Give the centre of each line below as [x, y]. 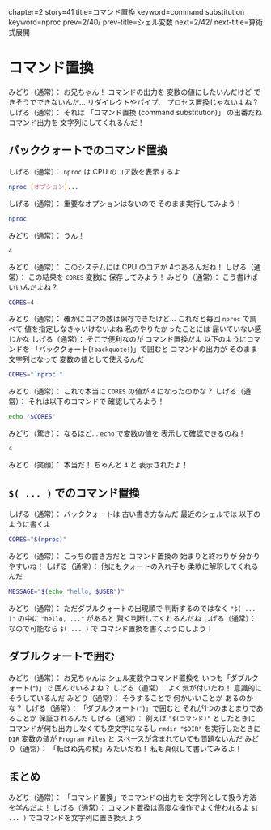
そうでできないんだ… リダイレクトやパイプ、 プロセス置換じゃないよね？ [137, 102]
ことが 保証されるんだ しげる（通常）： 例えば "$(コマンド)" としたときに [135, 718]
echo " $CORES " [32, 417]
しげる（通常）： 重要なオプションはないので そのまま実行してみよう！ [125, 203]
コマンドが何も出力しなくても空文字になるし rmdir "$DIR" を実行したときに [135, 728]
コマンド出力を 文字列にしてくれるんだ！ [77, 122]
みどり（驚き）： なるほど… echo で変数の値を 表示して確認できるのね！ [127, 433]
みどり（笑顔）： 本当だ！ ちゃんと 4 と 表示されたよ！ [98, 465]
